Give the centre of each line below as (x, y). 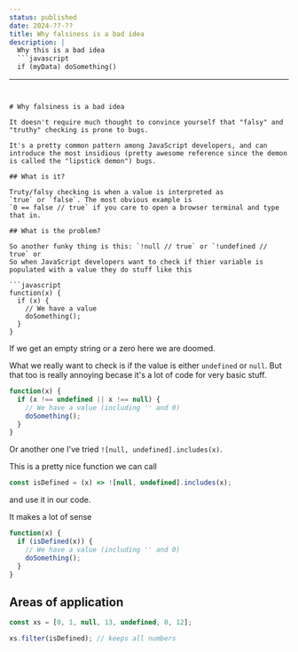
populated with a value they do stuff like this (101, 270)
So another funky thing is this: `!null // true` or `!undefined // (138, 247)
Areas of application (67, 602)
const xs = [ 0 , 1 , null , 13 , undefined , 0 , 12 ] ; (101, 623)
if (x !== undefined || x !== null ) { (89, 399)
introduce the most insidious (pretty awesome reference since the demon (149, 153)
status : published (43, 17)
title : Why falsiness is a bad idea (77, 34)
